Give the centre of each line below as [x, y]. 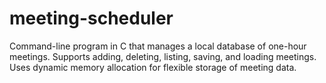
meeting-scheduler [91, 18]
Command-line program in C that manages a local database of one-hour [158, 46]
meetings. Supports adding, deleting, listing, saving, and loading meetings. [163, 56]
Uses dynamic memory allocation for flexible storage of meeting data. [153, 67]
